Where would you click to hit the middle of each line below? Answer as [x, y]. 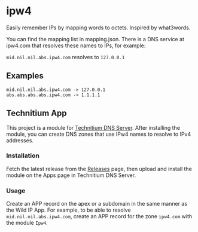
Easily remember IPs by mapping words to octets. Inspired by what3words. [98, 28]
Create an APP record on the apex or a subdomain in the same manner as [97, 204]
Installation [23, 155]
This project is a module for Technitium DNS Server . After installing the [93, 127]
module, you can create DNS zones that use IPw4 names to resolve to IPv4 [99, 134]
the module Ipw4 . [27, 223]
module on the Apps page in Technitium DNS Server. [71, 175]
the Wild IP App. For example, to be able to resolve [68, 210]
